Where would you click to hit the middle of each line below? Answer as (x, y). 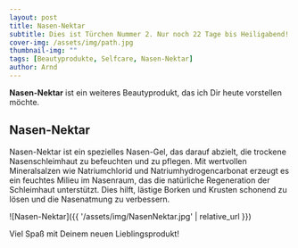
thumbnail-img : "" (43, 51)
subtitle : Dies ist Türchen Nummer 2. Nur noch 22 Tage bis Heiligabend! (149, 34)
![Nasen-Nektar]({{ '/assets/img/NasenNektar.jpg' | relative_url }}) (130, 216)
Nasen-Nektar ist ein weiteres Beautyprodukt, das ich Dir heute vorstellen (146, 92)
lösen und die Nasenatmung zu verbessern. (90, 199)
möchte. (25, 102)
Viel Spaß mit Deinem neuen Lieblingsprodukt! (95, 234)
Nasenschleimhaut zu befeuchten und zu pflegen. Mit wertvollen (128, 161)
